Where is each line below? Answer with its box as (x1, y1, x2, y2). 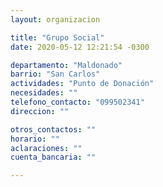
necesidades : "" (10, 88, 78, 98)
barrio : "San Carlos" (10, 69, 101, 80)
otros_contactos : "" (10, 124, 97, 135)
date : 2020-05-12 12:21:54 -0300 (10, 42, 150, 52)
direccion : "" (10, 106, 70, 116)
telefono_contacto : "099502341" (10, 97, 145, 107)
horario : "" (10, 134, 60, 144)
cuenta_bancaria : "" (10, 152, 97, 163)
